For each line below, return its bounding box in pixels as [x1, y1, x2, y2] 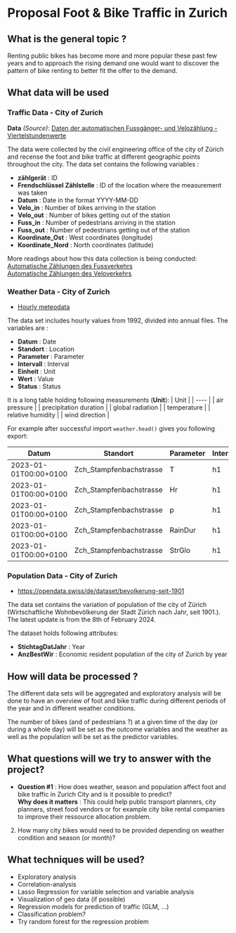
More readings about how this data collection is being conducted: [7, 254, 197, 263]
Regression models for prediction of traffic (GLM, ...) [17, 902, 169, 911]
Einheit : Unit [17, 367, 56, 375]
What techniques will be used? [7, 854, 145, 866]
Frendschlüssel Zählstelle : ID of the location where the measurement [17, 181, 222, 189]
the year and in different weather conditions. [7, 704, 136, 712]
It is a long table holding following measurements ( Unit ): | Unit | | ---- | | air [7, 396, 224, 404]
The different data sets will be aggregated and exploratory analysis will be [7, 689, 221, 698]
